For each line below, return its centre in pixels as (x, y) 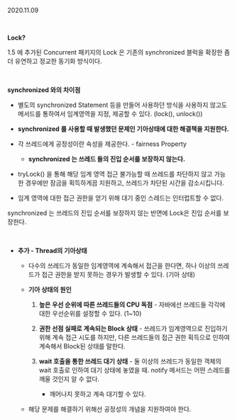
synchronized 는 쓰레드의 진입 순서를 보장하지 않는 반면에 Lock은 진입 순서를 (115, 213)
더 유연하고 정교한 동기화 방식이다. (55, 61)
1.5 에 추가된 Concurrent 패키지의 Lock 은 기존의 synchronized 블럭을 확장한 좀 (119, 52)
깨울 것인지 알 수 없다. (69, 379)
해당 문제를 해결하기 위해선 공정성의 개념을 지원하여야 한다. (110, 409)
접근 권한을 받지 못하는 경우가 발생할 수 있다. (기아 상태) (118, 274)
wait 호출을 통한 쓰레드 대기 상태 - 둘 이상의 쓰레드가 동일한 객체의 (130, 361)
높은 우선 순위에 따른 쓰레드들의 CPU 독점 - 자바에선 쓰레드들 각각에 (132, 305)
